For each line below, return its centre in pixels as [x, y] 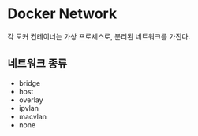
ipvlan [28, 108]
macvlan [33, 116]
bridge [30, 83]
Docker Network [62, 14]
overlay [31, 100]
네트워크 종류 [37, 64]
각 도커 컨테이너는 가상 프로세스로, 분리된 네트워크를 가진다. [99, 36]
